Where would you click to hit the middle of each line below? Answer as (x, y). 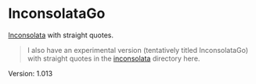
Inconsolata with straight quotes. (61, 35)
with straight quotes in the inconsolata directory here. (114, 58)
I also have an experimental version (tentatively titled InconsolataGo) (138, 50)
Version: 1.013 (31, 73)
